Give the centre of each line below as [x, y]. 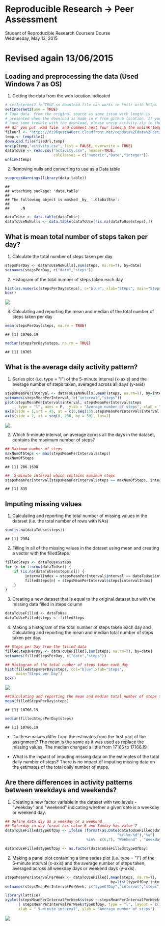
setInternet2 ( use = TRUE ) [31, 109]
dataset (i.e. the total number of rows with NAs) [60, 521]
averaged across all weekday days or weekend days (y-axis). [74, 868]
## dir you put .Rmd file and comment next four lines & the [70, 128]
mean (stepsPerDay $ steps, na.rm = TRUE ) [46, 326]
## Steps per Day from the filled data [46, 647]
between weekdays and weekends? [61, 790]
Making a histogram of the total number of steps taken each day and [82, 627]
